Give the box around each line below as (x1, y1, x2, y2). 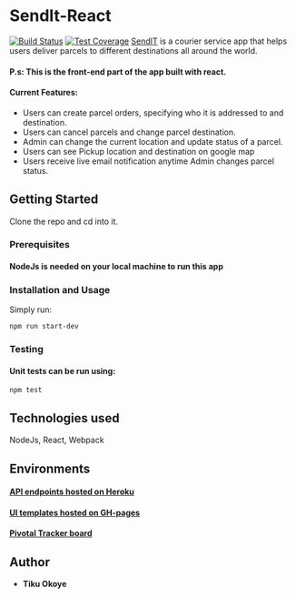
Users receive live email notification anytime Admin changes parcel (22, 156, 275, 167)
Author (9, 554, 50, 570)
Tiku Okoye (22, 579, 67, 590)
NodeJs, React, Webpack (9, 434, 104, 446)
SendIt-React (9, 5, 112, 26)
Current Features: (9, 87, 79, 98)
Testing (9, 343, 44, 356)
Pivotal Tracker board (9, 528, 93, 539)
